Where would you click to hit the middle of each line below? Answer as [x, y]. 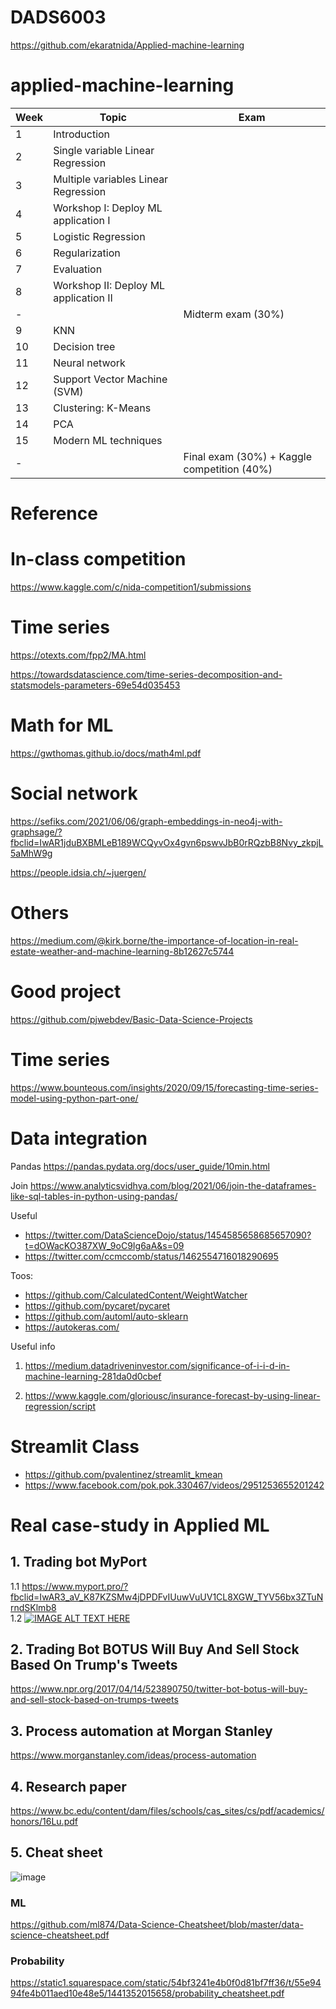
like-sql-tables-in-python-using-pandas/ [94, 1196]
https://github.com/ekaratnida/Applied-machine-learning [127, 45]
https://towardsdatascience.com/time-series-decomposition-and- [146, 674]
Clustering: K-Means [102, 408]
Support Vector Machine [110, 379]
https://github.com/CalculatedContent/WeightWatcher [136, 1295]
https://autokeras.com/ [72, 1327]
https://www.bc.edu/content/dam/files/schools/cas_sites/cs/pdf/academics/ [167, 1810]
